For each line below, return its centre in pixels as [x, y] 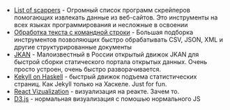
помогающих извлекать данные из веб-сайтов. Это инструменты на [116, 17]
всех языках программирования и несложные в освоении [101, 25]
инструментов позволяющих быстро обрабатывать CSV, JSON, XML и [118, 40]
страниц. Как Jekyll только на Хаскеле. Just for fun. [90, 84]
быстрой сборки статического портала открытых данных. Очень [110, 62]
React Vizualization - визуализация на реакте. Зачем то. [97, 91]
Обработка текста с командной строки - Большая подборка [103, 32]
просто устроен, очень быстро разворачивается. [87, 69]
